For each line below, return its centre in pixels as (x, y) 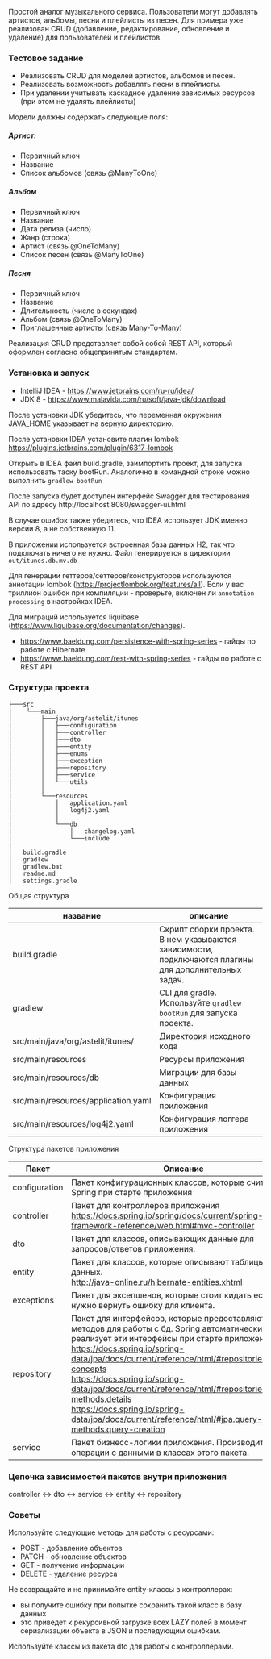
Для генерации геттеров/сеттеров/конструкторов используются (120, 575)
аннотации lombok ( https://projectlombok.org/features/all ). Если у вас (126, 584)
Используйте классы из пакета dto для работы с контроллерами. (121, 1646)
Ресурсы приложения (202, 1059)
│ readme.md (32, 873)
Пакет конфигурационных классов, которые (158, 1182)
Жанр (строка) (45, 238)
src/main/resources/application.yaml (82, 1100)
